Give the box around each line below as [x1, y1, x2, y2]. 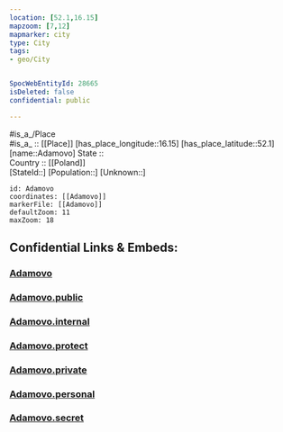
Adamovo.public [9, 291, 84, 303]
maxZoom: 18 [9, 215, 54, 225]
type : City [9, 38, 50, 48]
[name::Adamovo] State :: [9, 148, 105, 158]
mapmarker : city [9, 30, 70, 39]
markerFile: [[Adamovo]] [9, 200, 103, 209]
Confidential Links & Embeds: [9, 240, 178, 256]
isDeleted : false [9, 87, 75, 96]
